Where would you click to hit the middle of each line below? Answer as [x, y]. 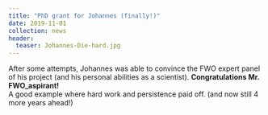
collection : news [38, 31]
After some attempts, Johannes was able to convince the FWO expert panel [134, 68]
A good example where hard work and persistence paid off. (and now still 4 [133, 94]
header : [21, 38]
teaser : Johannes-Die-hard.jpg [68, 46]
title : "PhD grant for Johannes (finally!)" [84, 16]
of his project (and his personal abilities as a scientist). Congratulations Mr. [134, 77]
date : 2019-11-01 [38, 23]
